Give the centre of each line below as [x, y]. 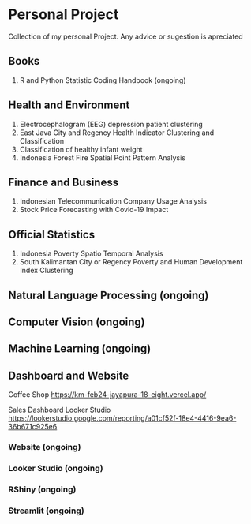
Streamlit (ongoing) [46, 511]
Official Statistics [52, 234]
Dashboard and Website [69, 375]
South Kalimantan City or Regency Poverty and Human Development [131, 262]
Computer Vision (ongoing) [77, 322]
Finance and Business [64, 182]
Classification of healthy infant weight [81, 149]
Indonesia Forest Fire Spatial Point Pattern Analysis [102, 157]
